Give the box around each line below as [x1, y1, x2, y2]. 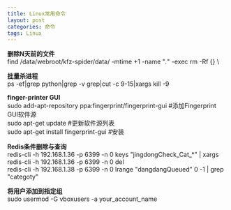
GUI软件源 [7, 110, 37, 119]
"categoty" [7, 172, 39, 181]
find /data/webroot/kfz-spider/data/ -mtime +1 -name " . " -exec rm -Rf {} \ [7, 57, 220, 66]
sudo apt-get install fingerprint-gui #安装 [7, 128, 124, 136]
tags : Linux [7, 29, 42, 37]
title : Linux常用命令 [7, 10, 66, 17]
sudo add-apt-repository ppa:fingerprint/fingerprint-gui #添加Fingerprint [7, 102, 216, 110]
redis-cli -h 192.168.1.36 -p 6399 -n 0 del [7, 158, 124, 166]
